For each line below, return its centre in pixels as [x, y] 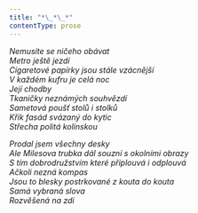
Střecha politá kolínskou [53, 126]
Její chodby [31, 89]
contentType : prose [45, 26]
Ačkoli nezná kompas [49, 172]
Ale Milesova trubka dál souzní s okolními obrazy [99, 153]
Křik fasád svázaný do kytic [61, 117]
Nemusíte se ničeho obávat [59, 51]
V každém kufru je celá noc [59, 79]
